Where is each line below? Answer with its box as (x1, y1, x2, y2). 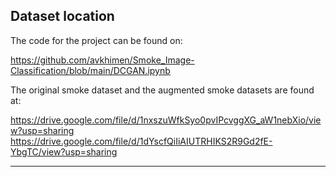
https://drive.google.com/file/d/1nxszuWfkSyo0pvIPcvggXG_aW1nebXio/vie (10, 114, 322, 126)
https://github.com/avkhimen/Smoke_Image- (10, 54, 195, 66)
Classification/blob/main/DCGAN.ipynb (10, 64, 171, 76)
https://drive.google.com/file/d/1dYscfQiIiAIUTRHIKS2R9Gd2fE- (10, 135, 273, 147)
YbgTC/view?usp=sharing (10, 145, 118, 158)
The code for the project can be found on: (10, 34, 183, 46)
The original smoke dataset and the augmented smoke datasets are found (10, 84, 315, 96)
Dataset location (10, 8, 115, 25)
